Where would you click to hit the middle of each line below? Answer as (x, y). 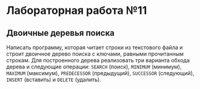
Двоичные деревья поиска (61, 33)
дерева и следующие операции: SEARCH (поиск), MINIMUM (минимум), (94, 67)
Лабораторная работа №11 (77, 11)
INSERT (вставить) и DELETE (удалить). (54, 80)
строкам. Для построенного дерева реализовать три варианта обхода (98, 60)
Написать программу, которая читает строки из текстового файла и (95, 47)
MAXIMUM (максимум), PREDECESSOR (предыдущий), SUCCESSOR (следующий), (100, 73)
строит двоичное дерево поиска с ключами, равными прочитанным (95, 54)
